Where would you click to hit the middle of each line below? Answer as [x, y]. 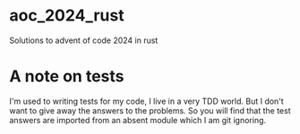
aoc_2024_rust [67, 16]
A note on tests [67, 76]
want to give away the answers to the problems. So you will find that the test [150, 110]
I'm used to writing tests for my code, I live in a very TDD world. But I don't [146, 101]
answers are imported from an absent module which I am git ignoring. [138, 120]
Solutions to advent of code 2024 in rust [84, 40]
